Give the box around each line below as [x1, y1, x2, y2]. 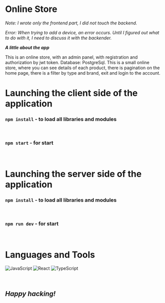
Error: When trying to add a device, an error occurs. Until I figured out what [5, 29, 160, 35]
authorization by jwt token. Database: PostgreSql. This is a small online [5, 59, 150, 65]
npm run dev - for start [5, 220, 58, 227]
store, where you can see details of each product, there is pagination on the [5, 65, 160, 71]
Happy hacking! [5, 290, 56, 298]
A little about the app [5, 44, 50, 50]
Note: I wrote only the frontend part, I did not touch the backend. [5, 20, 137, 26]
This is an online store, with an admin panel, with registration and [5, 54, 138, 60]
